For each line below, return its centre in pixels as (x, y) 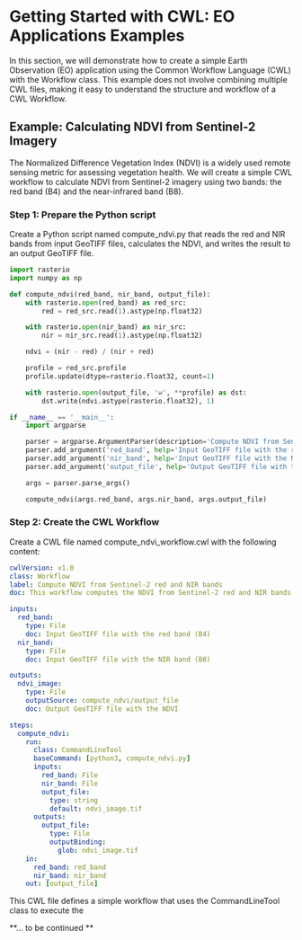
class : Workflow (40, 576)
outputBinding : (77, 842)
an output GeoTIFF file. (52, 253)
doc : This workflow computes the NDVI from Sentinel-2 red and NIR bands (151, 593)
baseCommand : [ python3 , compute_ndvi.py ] (112, 758)
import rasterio (40, 270)
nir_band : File (70, 784)
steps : (22, 725)
